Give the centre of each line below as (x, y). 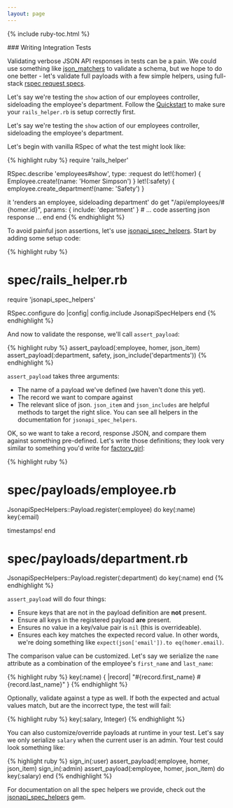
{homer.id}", (24, 209)
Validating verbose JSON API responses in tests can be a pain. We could (112, 61)
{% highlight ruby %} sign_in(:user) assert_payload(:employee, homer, (108, 761)
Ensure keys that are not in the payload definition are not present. (112, 613)
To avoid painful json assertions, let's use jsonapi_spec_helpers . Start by (112, 230)
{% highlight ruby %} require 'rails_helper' (68, 160)
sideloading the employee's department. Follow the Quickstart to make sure (116, 104)
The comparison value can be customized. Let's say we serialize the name (113, 656)
